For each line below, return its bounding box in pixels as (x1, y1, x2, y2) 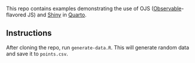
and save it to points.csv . (6, 50, 68, 57)
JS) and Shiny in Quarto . (27, 11, 87, 18)
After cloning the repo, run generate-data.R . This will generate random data (6, 44, 190, 51)
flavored (6, 11, 27, 18)
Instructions (6, 28, 52, 38)
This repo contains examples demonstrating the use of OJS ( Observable (6, 5, 181, 12)
